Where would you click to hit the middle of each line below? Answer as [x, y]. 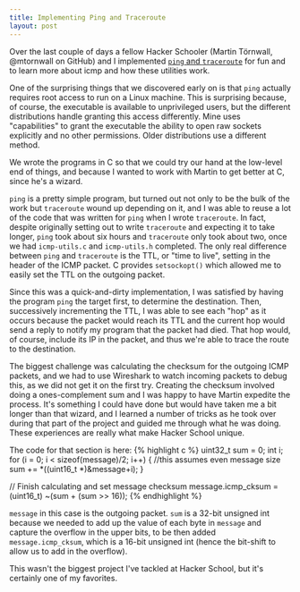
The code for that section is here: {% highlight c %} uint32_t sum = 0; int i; [146, 450]
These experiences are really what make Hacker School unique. [127, 432]
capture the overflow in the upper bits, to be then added [113, 532]
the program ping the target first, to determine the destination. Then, [136, 301]
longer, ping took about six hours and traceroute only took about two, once [148, 236]
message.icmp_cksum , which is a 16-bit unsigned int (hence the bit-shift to [142, 541]
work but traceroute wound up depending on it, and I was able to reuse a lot [150, 207]
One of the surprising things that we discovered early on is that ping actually [150, 88]
